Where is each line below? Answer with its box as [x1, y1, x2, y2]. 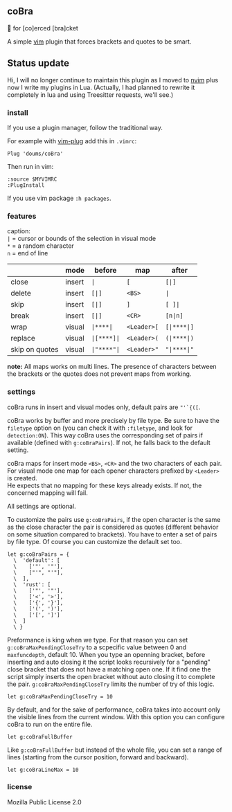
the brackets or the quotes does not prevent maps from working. [7, 370, 192, 378]
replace [10, 334, 36, 343]
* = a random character [7, 242, 74, 250]
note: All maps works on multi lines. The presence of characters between [7, 363, 217, 371]
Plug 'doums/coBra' [7, 150, 64, 157]
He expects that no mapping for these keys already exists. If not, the [7, 481, 202, 489]
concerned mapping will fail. [7, 488, 88, 497]
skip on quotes [10, 345, 59, 354]
